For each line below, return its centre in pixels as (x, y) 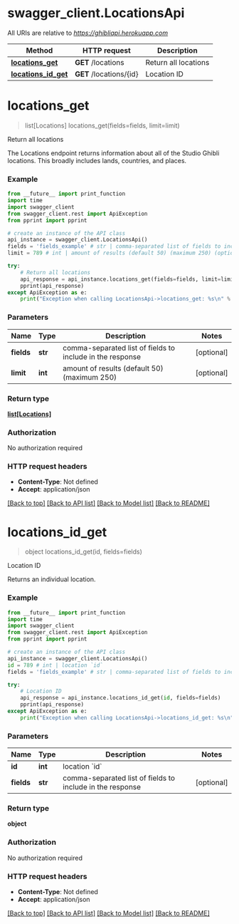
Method (39, 50)
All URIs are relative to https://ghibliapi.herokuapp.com (88, 33)
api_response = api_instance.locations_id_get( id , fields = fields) (121, 698)
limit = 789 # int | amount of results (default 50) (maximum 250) (110, 253)
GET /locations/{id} (106, 74)
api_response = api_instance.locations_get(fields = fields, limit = (121, 279)
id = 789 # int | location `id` (55, 665)
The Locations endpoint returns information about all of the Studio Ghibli (113, 153)
